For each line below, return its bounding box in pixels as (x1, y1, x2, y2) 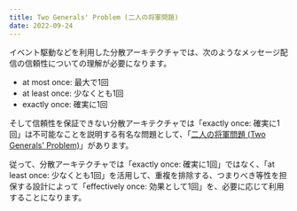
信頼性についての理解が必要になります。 (24, 58, 172, 68)
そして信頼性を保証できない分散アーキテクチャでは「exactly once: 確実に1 (9, 117, 281, 129)
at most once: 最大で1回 (21, 76, 109, 87)
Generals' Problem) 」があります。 (9, 139, 134, 151)
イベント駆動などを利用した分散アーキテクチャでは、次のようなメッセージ (9, 46, 281, 58)
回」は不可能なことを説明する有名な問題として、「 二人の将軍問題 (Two (9, 129, 266, 139)
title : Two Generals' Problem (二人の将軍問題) (9, 12, 179, 22)
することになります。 (9, 191, 87, 202)
